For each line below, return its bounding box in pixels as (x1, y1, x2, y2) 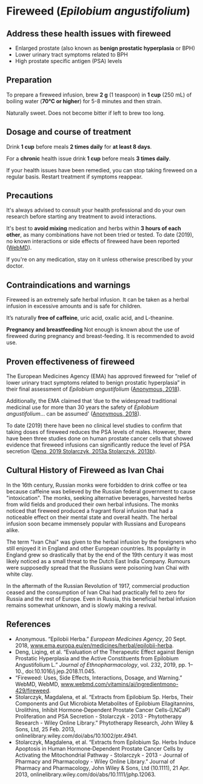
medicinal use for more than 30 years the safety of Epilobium (6, 404, 159, 411)
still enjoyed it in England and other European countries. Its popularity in (6, 544, 186, 552)
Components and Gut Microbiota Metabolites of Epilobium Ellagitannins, (15, 700, 195, 707)
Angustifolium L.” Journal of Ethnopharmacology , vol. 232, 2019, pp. (15, 661, 187, 668)
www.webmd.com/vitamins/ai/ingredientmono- (60, 680, 179, 688)
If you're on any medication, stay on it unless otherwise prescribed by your (6, 256, 193, 263)
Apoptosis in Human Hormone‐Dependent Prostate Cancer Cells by (15, 745, 184, 752)
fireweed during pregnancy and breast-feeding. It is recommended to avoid (6, 333, 195, 340)
